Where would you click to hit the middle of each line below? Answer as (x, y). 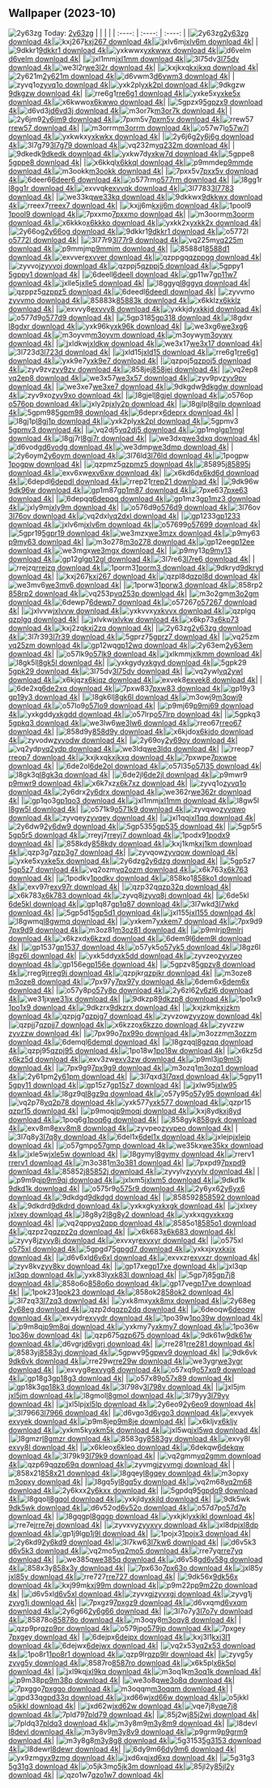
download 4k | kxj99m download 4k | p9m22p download (133, 1585)
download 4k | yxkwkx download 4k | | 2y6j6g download (131, 136)
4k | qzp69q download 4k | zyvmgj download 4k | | (122, 1464)
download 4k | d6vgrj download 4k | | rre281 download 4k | (132, 1343)
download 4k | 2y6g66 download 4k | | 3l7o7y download (131, 1611)
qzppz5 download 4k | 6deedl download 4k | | (131, 291)
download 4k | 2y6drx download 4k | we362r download (130, 791)
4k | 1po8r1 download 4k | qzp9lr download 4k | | (115, 1654)
